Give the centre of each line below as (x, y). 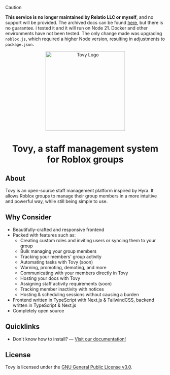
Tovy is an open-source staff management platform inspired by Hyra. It (79, 191)
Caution (13, 7)
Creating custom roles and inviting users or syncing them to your (88, 240)
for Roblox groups (85, 160)
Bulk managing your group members (58, 251)
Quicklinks (23, 327)
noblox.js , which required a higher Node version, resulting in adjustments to (85, 39)
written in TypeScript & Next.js (44, 305)
